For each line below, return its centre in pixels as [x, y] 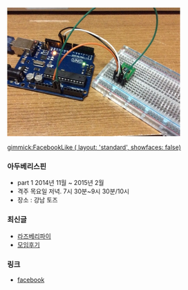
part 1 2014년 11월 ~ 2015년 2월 [60, 183]
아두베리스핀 [27, 166]
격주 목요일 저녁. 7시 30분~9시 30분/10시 [73, 191]
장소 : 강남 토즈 [37, 200]
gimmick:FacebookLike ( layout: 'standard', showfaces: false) [94, 147]
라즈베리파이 [34, 236]
